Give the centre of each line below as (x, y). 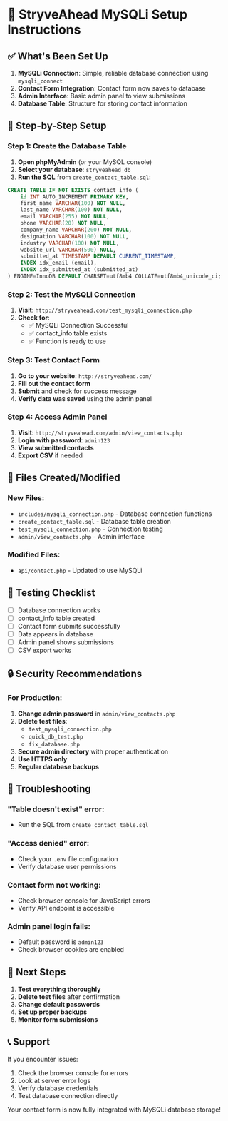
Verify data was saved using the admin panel (84, 398)
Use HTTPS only (42, 759)
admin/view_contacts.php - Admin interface (81, 536)
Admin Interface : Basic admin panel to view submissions (102, 96)
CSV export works (45, 650)
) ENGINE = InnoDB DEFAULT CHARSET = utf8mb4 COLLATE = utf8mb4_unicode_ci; (114, 277)
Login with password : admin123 (64, 440)
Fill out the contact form (54, 383)
